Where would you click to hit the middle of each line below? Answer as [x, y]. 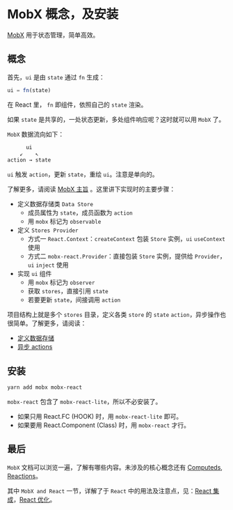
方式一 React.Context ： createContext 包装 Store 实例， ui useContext [127, 239]
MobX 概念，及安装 [63, 14]
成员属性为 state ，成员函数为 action [80, 212]
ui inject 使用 [48, 265]
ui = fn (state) [29, 90]
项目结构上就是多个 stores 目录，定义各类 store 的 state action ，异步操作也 [117, 315]
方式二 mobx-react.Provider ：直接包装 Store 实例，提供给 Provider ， [127, 256]
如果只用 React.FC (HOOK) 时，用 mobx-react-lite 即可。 [100, 416]
